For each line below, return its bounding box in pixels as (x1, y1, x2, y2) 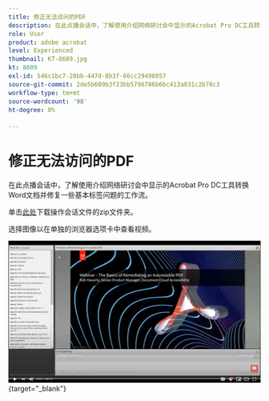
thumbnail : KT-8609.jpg (8, 55, 88, 63)
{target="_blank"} (8, 383, 66, 393)
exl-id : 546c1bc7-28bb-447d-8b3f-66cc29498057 (8, 72, 167, 80)
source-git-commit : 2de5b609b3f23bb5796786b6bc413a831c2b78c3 (8, 80, 220, 88)
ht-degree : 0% (8, 106, 56, 114)
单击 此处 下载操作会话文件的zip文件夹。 (8, 207, 138, 217)
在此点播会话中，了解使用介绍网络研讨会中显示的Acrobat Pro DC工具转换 (8, 180, 250, 190)
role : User (8, 30, 45, 38)
